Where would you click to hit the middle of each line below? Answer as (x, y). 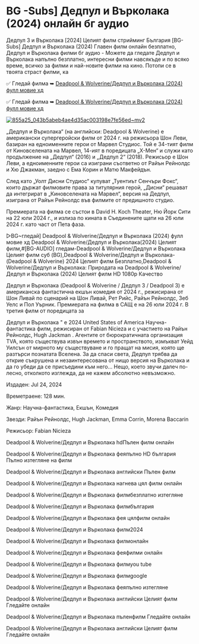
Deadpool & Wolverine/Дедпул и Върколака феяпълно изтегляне (87, 587)
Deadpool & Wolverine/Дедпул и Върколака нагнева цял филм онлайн (94, 483)
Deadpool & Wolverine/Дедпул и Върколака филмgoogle (77, 575)
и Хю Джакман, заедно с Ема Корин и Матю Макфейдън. (79, 169)
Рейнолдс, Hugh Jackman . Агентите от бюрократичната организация (94, 335)
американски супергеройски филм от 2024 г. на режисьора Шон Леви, (97, 138)
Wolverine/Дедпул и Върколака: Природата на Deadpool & (80, 267)
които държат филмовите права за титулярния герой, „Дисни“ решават (97, 187)
